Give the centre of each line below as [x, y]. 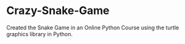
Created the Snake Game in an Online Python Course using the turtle [92, 28]
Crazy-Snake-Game [58, 11]
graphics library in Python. [40, 34]
